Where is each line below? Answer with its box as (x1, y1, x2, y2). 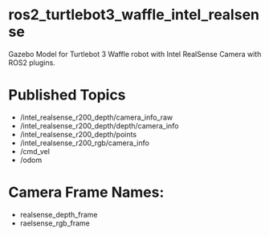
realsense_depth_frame (19, 210, 98, 219)
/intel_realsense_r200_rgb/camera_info (19, 138, 150, 148)
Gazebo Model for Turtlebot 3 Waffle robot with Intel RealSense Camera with (8, 49, 262, 59)
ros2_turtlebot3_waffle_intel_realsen (8, 6, 259, 24)
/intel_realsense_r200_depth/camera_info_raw (19, 112, 173, 122)
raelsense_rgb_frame (19, 218, 91, 228)
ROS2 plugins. (8, 58, 56, 67)
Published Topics (8, 86, 126, 104)
